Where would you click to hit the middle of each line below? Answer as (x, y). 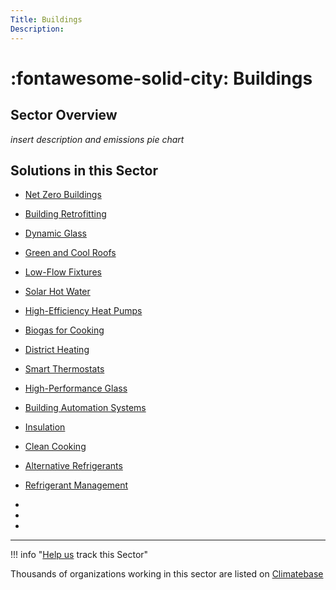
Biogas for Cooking (64, 330)
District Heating (57, 350)
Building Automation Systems (85, 408)
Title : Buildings (46, 19)
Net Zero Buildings (63, 195)
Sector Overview (64, 115)
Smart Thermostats (64, 369)
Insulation (45, 427)
